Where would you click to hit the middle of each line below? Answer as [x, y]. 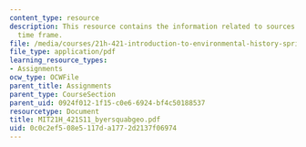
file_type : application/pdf [63, 52]
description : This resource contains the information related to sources [153, 26]
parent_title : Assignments [61, 86]
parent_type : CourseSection [63, 94]
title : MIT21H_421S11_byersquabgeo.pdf [85, 120]
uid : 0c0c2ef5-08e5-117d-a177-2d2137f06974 [93, 129]
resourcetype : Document [55, 111]
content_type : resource [55, 18]
